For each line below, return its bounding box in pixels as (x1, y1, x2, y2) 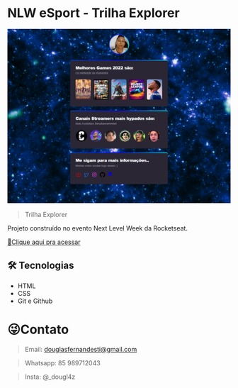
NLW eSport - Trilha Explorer (7, 5, 180, 21)
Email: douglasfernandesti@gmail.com (24, 345, 137, 353)
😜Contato (7, 321, 69, 338)
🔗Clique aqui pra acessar (7, 238, 81, 246)
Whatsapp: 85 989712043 (24, 358, 101, 367)
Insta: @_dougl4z (24, 372, 76, 381)
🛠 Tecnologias (7, 259, 74, 271)
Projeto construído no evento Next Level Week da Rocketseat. (7, 224, 188, 233)
